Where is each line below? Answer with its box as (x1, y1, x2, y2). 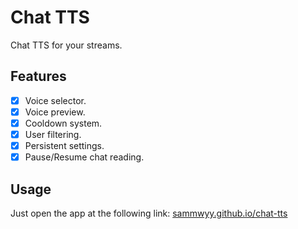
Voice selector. (24, 94, 87, 106)
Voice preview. (24, 106, 86, 118)
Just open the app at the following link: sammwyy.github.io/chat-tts (10, 207, 288, 219)
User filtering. (24, 128, 82, 140)
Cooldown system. (24, 117, 103, 129)
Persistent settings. (24, 140, 105, 151)
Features (10, 68, 67, 85)
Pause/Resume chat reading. (24, 151, 145, 163)
